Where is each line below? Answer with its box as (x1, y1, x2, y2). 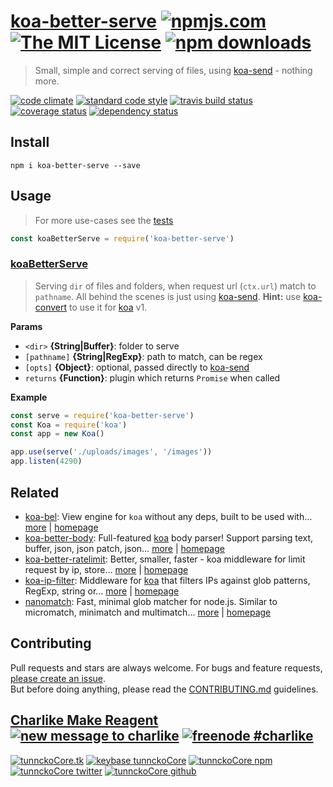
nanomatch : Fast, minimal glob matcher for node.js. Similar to (24, 595, 278, 607)
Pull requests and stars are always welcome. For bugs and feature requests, (10, 661, 323, 674)
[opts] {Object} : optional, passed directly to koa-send (24, 361, 250, 373)
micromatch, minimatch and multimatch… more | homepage (24, 606, 272, 618)
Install (10, 134, 50, 151)
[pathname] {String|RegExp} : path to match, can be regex (24, 350, 263, 362)
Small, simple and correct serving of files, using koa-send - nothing (34, 64, 313, 76)
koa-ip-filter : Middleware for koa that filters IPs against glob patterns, (24, 574, 311, 586)
